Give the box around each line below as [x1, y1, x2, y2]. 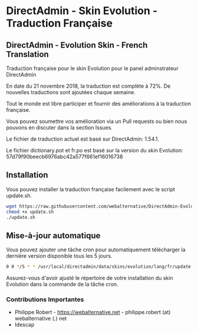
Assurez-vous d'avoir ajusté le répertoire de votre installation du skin [6, 275, 173, 282]
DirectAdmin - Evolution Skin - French [6, 40, 148, 50]
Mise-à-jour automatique [6, 231, 101, 241]
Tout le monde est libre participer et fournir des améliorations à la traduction [6, 100, 192, 107]
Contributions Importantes [6, 295, 84, 304]
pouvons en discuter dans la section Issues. [6, 124, 113, 131]
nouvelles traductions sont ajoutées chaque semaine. [6, 89, 136, 95]
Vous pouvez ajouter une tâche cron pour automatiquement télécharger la [6, 246, 186, 254]
